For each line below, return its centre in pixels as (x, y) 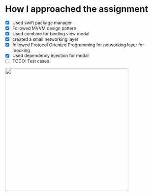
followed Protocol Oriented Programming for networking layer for (78, 45)
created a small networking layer (45, 39)
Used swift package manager (42, 23)
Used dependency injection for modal (50, 56)
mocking (21, 51)
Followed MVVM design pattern (44, 28)
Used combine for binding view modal (51, 34)
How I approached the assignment (77, 9)
